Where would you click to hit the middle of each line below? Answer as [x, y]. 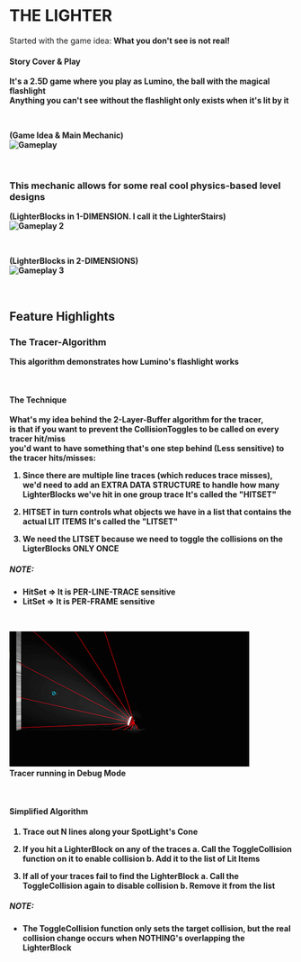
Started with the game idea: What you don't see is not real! [120, 41]
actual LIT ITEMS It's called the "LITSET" [100, 522]
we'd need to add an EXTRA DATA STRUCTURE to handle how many [151, 485]
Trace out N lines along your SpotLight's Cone [110, 831]
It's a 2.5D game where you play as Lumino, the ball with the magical [140, 81]
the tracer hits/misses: [53, 458]
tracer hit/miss [37, 439]
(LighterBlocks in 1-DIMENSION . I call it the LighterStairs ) [118, 216]
